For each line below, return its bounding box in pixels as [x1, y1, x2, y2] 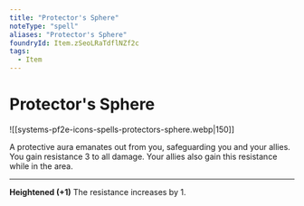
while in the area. [9, 160, 74, 172]
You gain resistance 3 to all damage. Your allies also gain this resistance [9, 151, 278, 162]
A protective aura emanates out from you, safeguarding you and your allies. [9, 141, 291, 152]
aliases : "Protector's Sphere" [9, 30, 128, 39]
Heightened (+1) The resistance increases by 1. [9, 186, 186, 197]
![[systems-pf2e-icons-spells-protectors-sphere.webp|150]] [9, 124, 235, 135]
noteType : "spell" [9, 22, 79, 31]
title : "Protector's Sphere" [9, 13, 119, 23]
